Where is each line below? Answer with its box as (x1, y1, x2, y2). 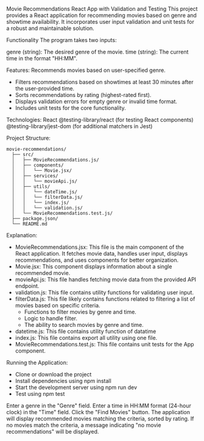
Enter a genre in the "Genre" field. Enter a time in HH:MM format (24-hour (6, 402, 192, 409)
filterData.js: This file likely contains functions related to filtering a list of (15, 295, 195, 303)
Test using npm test (15, 390, 65, 397)
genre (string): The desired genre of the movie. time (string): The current (6, 48, 189, 56)
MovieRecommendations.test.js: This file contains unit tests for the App (15, 341, 194, 348)
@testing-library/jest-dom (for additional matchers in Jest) (6, 123, 153, 130)
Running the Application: (6, 359, 68, 366)
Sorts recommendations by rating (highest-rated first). (15, 91, 152, 98)
